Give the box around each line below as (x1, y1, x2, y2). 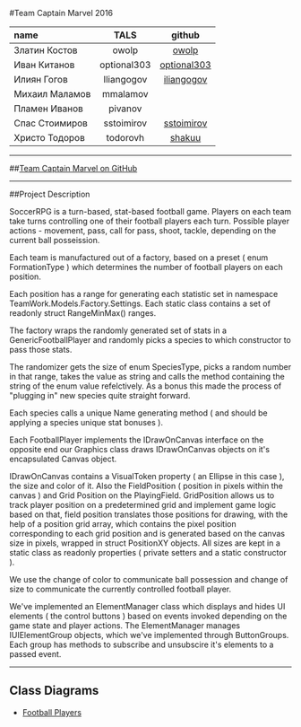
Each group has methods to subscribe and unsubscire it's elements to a (9, 639, 274, 650)
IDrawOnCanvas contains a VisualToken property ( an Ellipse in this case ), (9, 471, 285, 481)
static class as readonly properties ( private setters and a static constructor (9, 547, 287, 557)
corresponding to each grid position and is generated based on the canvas (9, 529, 285, 539)
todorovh (106, 132, 145, 144)
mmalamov (101, 88, 150, 100)
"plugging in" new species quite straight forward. (9, 390, 191, 400)
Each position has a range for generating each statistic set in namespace (9, 289, 279, 299)
